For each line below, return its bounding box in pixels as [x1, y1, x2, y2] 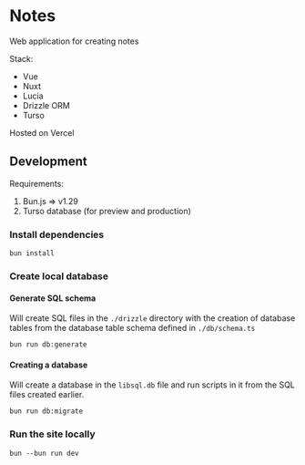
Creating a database [9, 359, 88, 370]
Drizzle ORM [22, 99, 71, 110]
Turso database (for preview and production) [22, 205, 191, 216]
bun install [9, 249, 55, 258]
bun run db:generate [9, 340, 88, 349]
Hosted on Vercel [9, 127, 75, 138]
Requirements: [9, 178, 64, 189]
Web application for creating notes [9, 36, 139, 46]
